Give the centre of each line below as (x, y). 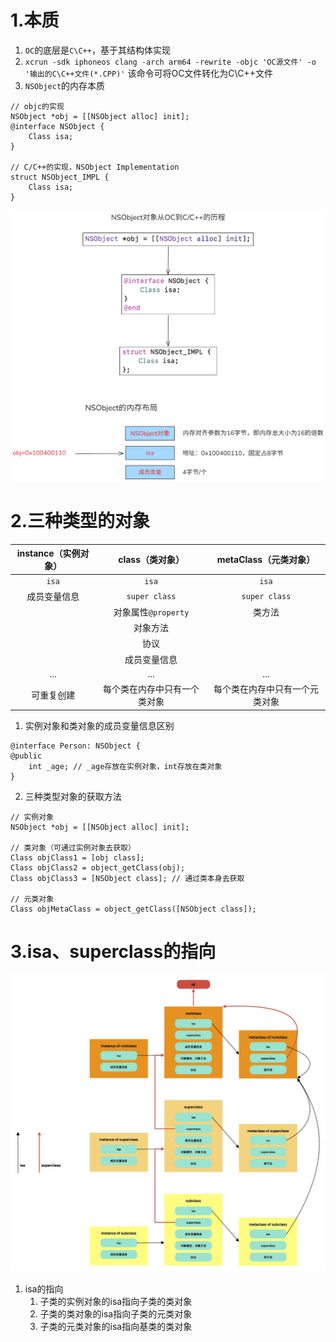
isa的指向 (44, 1289)
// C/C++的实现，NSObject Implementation (95, 167)
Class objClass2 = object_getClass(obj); (98, 867)
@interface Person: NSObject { (75, 746)
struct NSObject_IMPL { (60, 177)
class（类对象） (151, 559)
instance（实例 (48, 553)
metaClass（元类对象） (266, 559)
